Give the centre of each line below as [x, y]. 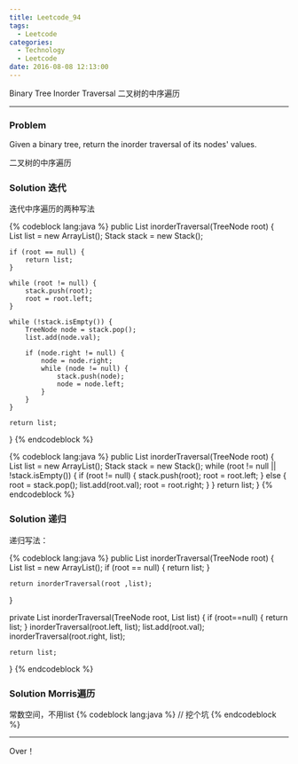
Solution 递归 [38, 519]
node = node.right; [77, 361]
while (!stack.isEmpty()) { [61, 322]
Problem [28, 125]
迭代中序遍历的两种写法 [52, 209]
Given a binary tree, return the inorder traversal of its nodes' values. [133, 145]
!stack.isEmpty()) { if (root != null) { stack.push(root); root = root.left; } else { [148, 476]
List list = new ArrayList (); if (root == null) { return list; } [110, 567]
